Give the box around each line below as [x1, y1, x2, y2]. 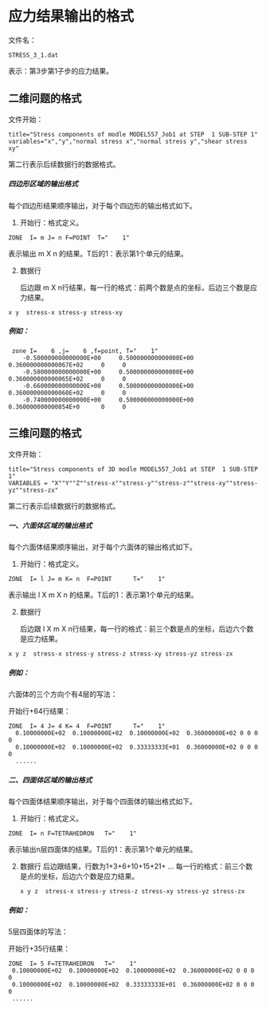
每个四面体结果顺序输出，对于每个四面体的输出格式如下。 [8, 797, 197, 806]
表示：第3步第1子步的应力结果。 [8, 65, 114, 76]
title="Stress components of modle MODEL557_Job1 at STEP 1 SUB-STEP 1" [8, 130, 259, 138]
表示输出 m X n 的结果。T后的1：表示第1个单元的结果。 [8, 248, 189, 258]
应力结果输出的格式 [8, 7, 135, 26]
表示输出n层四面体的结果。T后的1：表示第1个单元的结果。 [8, 845, 198, 854]
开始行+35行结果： [8, 944, 71, 954]
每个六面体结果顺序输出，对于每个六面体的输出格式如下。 [8, 542, 197, 552]
